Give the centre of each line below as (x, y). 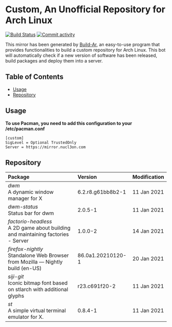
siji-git (16, 277)
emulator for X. (26, 317)
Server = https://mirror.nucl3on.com (46, 147)
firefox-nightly (26, 249)
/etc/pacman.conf (25, 129)
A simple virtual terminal (37, 311)
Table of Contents (35, 77)
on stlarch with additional (38, 290)
